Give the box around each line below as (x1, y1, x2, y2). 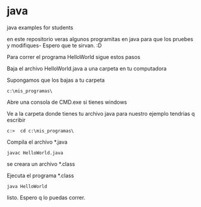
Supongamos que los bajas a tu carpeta (7, 76, 105, 84)
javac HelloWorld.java (7, 150, 63, 156)
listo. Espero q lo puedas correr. (7, 194, 86, 201)
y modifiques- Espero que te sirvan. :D (7, 42, 102, 49)
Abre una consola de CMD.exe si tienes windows (7, 98, 127, 106)
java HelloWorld (7, 183, 47, 189)
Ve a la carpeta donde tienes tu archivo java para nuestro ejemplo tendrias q (7, 110, 195, 117)
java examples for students (7, 24, 74, 31)
